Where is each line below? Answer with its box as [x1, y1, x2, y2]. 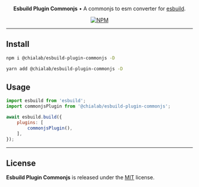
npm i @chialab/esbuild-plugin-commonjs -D [6, 55, 115, 61]
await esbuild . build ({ [6, 114, 62, 121]
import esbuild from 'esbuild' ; [6, 98, 86, 104]
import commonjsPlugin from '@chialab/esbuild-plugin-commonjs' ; [6, 103, 171, 109]
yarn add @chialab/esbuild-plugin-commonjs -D [6, 65, 123, 72]
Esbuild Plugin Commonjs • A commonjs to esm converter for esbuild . [13, 5, 186, 12]
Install [6, 39, 30, 49]
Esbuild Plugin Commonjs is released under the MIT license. [6, 174, 155, 181]
